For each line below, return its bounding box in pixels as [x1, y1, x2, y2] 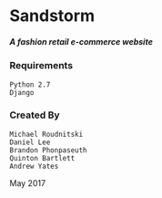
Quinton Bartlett [9, 153, 76, 162]
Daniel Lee [9, 138, 51, 147]
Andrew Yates [9, 162, 59, 171]
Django [9, 88, 35, 97]
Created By [9, 109, 61, 121]
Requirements [9, 59, 74, 72]
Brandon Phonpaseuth [9, 145, 88, 155]
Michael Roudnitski [9, 130, 84, 139]
